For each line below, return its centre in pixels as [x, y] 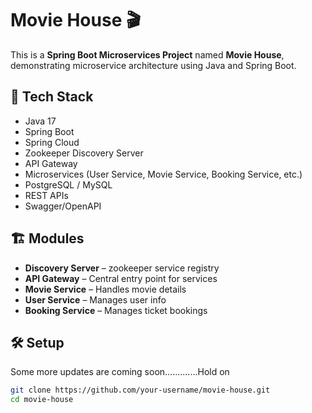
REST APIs [46, 195]
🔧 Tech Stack [52, 97]
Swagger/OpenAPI [63, 206]
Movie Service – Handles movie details [105, 289]
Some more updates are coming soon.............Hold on [120, 372]
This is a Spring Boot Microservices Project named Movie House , [147, 54]
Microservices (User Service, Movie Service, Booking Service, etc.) [163, 174]
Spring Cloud [52, 142]
